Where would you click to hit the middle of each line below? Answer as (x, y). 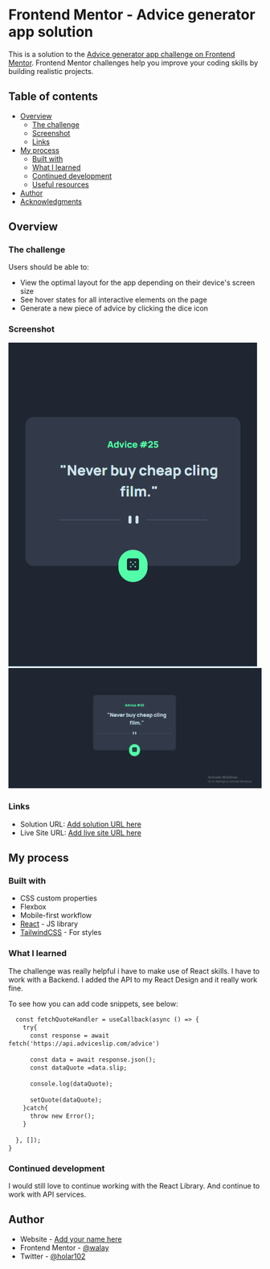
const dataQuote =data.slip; (78, 1068)
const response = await (70, 1036)
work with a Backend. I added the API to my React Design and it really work (133, 979)
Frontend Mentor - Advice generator (132, 15)
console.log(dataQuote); (71, 1084)
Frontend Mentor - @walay (65, 1247)
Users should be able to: (49, 267)
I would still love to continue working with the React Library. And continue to (134, 1186)
